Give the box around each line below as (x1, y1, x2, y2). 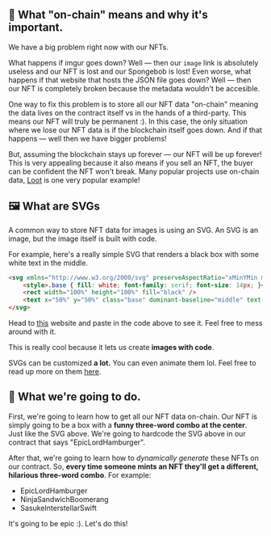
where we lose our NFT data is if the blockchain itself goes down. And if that (8, 125, 262, 134)
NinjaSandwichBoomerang (19, 494, 109, 504)
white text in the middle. (8, 258, 89, 268)
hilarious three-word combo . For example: (8, 470, 152, 479)
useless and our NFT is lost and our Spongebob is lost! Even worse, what (8, 66, 252, 76)
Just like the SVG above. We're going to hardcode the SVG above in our (8, 428, 246, 438)
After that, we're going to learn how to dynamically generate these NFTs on (8, 453, 260, 462)
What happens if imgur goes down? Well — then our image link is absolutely (8, 57, 259, 67)
